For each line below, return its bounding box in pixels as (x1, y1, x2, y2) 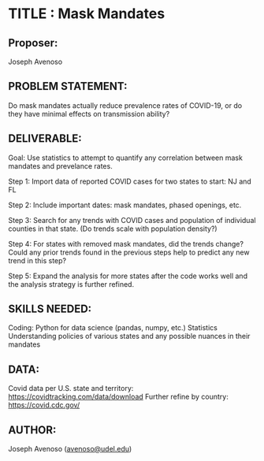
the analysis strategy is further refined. (8, 279, 135, 288)
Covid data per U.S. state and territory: (8, 384, 134, 393)
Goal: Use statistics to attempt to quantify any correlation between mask (8, 153, 243, 162)
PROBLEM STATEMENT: (8, 80, 128, 93)
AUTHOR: (8, 423, 57, 437)
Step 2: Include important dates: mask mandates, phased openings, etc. (8, 200, 242, 210)
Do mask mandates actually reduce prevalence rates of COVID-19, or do (8, 100, 243, 110)
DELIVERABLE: (8, 132, 83, 146)
